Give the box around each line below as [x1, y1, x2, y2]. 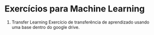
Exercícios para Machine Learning [4, 3, 145, 14]
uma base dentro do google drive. [11, 24, 80, 30]
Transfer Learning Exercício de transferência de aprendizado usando [11, 19, 150, 25]
